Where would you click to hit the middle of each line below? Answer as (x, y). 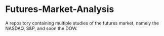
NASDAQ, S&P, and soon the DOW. (41, 28)
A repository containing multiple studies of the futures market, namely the (82, 23)
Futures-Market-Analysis (60, 9)
